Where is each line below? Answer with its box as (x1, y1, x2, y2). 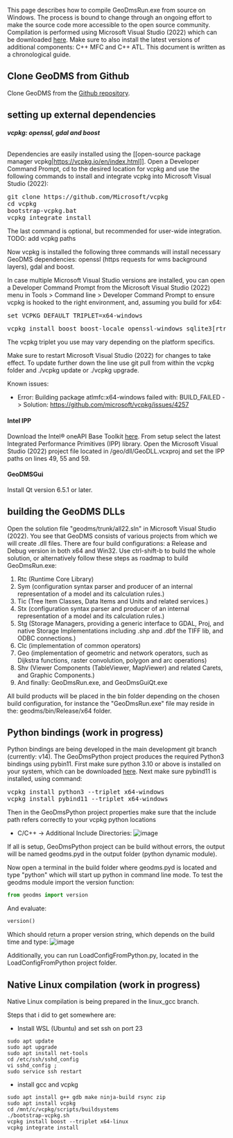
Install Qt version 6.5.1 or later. (7, 485, 93, 493)
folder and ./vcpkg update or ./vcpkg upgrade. (7, 366, 140, 374)
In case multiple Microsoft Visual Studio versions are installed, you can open (7, 276, 225, 285)
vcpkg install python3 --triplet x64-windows (7, 788, 165, 796)
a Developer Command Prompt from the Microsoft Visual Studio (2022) (7, 283, 210, 292)
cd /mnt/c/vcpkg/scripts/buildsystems (7, 1106, 119, 1113)
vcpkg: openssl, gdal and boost (7, 128, 101, 136)
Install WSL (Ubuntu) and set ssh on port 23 (17, 1025, 144, 1032)
